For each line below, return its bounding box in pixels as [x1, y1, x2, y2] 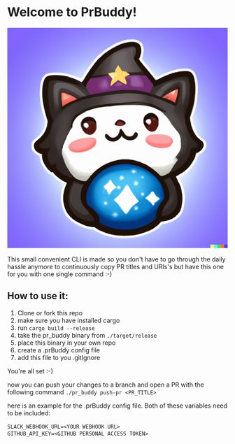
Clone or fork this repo [17, 308, 83, 317]
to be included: [7, 408, 51, 417]
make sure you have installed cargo [17, 316, 120, 324]
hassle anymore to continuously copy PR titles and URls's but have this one [7, 262, 224, 271]
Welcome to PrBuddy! [7, 4, 138, 20]
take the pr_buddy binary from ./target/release [17, 331, 157, 339]
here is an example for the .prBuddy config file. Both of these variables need [7, 401, 228, 410]
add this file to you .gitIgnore [17, 353, 101, 361]
